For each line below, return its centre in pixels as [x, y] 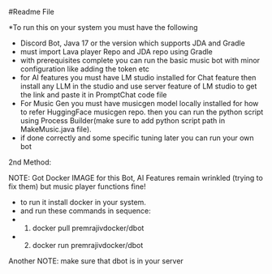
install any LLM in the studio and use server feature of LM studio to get [138, 86]
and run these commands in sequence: [86, 211]
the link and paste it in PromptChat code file [93, 95]
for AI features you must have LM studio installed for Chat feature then [138, 77]
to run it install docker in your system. [83, 202]
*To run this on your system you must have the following [103, 27]
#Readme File [31, 12]
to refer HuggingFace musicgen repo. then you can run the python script [142, 112]
